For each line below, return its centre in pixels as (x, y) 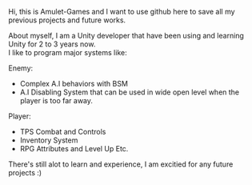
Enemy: (21, 68)
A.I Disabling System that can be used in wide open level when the (130, 92)
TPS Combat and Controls (63, 132)
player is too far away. (56, 101)
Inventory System (49, 140)
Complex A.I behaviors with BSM (74, 84)
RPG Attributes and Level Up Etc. (74, 149)
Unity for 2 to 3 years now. (52, 44)
